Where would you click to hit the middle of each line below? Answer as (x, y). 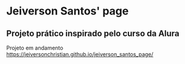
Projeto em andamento (35, 48)
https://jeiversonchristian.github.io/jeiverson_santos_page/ (80, 54)
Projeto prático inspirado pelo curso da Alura (93, 34)
